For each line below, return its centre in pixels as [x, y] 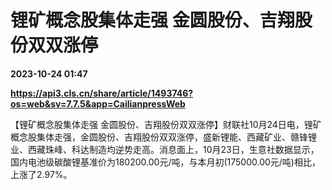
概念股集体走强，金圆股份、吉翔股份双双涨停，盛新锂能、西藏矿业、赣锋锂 [163, 137]
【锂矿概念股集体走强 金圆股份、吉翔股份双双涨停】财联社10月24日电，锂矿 [166, 124]
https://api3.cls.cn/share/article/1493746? [102, 93]
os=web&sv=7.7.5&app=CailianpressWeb [98, 103]
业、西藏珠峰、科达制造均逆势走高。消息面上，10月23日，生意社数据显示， [165, 149]
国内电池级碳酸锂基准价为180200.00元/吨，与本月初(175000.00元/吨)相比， [165, 162]
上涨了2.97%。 [41, 174]
